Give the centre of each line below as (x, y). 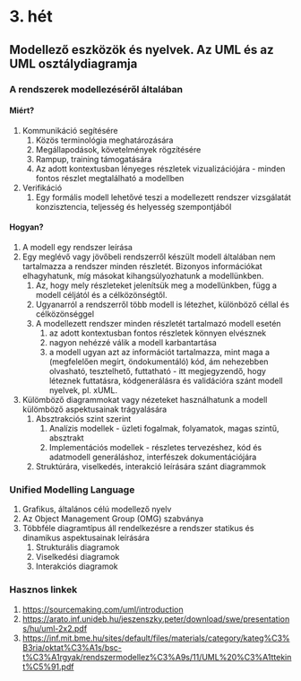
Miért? (22, 110)
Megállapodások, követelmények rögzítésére (118, 149)
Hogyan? (26, 227)
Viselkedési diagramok (77, 557)
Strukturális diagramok (77, 547)
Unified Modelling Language (72, 489)
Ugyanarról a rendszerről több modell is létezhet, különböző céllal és (162, 304)
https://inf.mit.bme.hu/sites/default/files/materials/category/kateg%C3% (156, 638)
